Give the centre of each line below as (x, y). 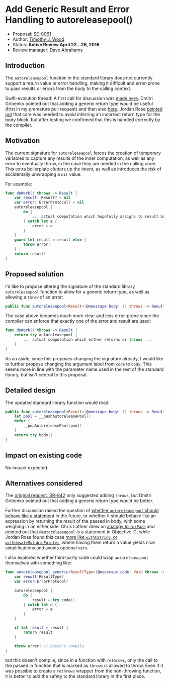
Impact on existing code (44, 456)
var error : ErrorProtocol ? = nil (49, 203)
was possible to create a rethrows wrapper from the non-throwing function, (83, 671)
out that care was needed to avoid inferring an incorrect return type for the (82, 114)
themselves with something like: (38, 563)
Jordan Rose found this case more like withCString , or (61, 537)
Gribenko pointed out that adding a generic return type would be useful (79, 104)
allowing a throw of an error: (34, 297)
